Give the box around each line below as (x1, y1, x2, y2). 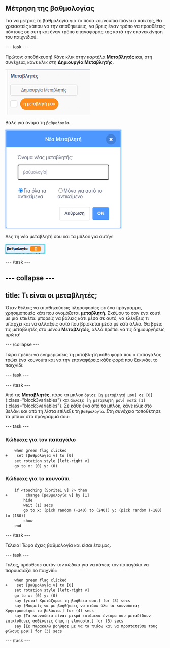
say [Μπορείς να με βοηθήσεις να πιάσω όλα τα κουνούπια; (14, 603, 140, 608)
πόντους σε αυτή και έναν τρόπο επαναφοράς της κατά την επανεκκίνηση (5, 28, 163, 35)
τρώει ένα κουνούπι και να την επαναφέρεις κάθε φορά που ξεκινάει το (5, 357, 158, 363)
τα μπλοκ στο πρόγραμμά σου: (5, 414, 70, 420)
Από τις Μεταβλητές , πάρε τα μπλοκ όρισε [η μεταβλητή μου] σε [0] (5, 392, 153, 398)
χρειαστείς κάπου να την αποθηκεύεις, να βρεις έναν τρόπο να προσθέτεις (5, 23, 165, 29)
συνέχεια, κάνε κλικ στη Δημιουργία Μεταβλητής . (5, 59, 114, 65)
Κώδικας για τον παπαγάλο (5, 436, 76, 443)
